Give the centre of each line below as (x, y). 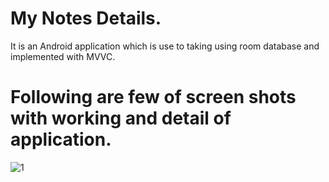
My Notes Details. (86, 18)
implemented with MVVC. (63, 56)
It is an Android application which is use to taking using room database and (165, 46)
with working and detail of (121, 118)
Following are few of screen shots (153, 97)
